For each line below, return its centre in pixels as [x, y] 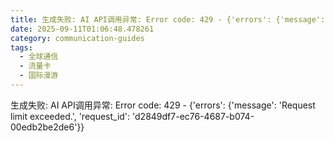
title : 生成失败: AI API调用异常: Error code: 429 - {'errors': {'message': [168, 19]
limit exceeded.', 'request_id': [70, 116]
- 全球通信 [39, 57]
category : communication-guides [77, 38]
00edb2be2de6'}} [47, 127]
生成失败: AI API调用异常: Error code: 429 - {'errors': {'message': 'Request [163, 105]
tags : [21, 47]
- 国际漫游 [39, 76]
